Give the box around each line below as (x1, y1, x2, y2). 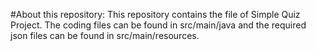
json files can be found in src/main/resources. (10, 30, 200, 41)
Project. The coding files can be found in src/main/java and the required (10, 19, 307, 31)
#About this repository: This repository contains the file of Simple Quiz (10, 9, 301, 20)
